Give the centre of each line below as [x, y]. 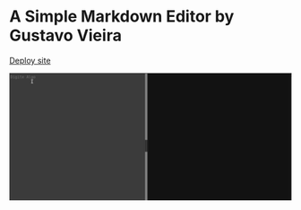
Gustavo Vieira [66, 35]
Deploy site [30, 60]
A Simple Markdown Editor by [122, 17]
